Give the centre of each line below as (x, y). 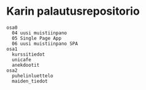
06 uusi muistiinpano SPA (45, 43)
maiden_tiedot (30, 81)
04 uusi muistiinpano (40, 33)
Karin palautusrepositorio (73, 11)
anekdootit (26, 65)
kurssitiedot (29, 54)
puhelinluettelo (33, 76)
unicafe (22, 59)
